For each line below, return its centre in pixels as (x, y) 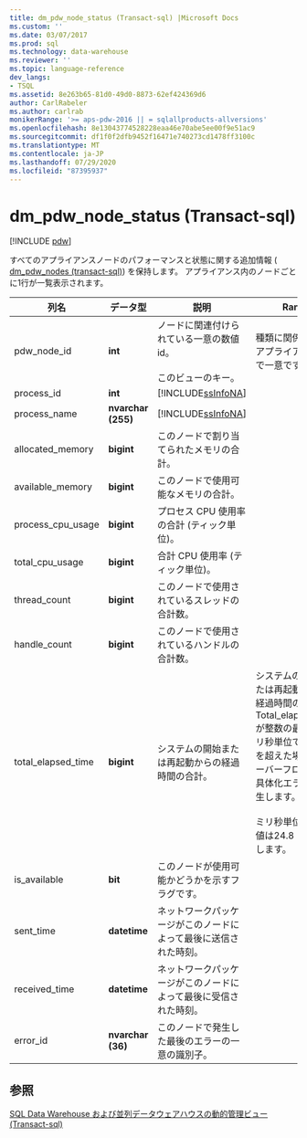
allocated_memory (54, 449)
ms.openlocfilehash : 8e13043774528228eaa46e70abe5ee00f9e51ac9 (132, 129)
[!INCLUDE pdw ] (41, 241)
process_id (38, 394)
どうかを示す (203, 880)
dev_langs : (30, 78)
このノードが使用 (194, 867)
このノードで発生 (194, 1027)
